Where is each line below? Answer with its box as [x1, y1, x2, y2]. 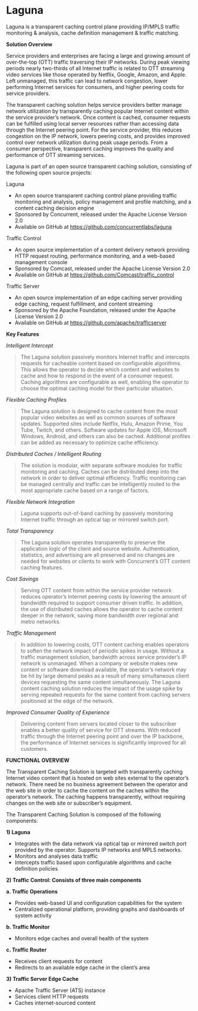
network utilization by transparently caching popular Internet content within [6, 107, 189, 114]
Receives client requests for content [14, 957, 103, 964]
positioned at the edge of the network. [20, 697, 114, 704]
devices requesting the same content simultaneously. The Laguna [20, 678, 181, 685]
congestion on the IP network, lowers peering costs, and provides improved [6, 132, 190, 139]
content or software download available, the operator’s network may [20, 666, 187, 673]
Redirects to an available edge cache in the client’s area [14, 964, 150, 971]
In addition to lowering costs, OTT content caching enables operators [20, 641, 189, 648]
